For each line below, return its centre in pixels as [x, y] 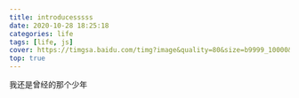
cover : [21, 50]
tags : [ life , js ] [41, 42]
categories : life [41, 34]
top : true [28, 58]
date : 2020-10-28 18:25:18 [59, 26]
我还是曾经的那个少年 [48, 84]
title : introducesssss [51, 17]
